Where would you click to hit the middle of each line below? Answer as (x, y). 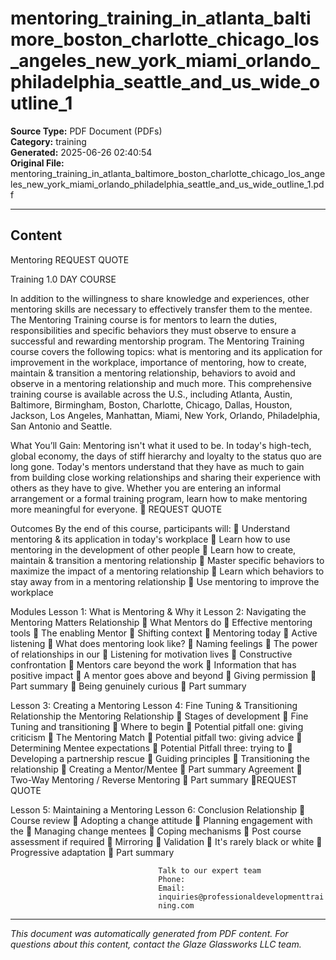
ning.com (176, 905)
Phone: (172, 879)
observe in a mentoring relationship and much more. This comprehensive (161, 383)
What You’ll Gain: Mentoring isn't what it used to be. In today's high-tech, (161, 445)
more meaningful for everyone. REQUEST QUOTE (116, 509)
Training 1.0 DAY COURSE (63, 279)
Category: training (48, 141)
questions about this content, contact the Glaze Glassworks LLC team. (156, 944)
